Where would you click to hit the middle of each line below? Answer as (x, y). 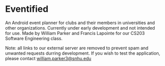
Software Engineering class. (34, 38)
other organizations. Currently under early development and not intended (80, 28)
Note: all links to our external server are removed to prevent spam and (77, 48)
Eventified (27, 9)
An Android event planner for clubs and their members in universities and (80, 23)
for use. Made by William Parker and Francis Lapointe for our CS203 (75, 33)
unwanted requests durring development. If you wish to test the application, (83, 53)
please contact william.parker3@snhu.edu (48, 58)
